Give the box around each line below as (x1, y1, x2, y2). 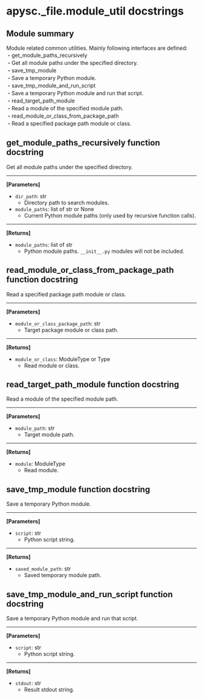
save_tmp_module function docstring (6, 484, 150, 495)
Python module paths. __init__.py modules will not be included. (24, 247, 185, 255)
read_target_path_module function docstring (6, 380, 179, 390)
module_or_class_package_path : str (14, 319, 101, 327)
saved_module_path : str (14, 565, 71, 572)
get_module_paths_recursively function (6, 138, 160, 148)
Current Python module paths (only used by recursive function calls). (24, 212, 196, 219)
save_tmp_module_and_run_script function (6, 589, 173, 600)
